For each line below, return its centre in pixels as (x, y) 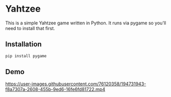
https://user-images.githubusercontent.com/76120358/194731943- (76, 84)
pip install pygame (26, 56)
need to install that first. (30, 28)
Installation (23, 44)
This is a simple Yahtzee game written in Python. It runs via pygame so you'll (86, 23)
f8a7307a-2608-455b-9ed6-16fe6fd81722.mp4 (55, 89)
